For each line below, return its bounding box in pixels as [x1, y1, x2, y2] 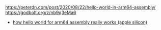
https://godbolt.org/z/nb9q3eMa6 [5, 9, 76, 15]
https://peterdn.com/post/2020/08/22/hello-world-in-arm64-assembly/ [5, 4, 156, 10]
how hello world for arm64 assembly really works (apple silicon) [12, 19, 148, 25]
